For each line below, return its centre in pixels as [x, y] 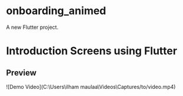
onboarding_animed [56, 11]
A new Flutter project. [32, 27]
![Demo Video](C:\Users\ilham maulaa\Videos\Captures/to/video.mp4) [91, 87]
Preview [21, 73]
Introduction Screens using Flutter [92, 51]
